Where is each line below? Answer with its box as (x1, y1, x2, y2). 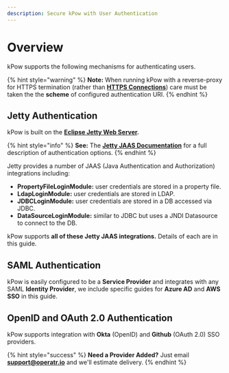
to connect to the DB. (16, 219, 77, 227)
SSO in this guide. (7, 292, 58, 300)
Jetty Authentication (7, 110, 98, 121)
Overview (7, 39, 64, 55)
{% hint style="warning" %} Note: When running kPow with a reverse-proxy (7, 75, 223, 84)
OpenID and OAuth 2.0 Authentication (7, 312, 173, 324)
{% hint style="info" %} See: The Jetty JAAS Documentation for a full (7, 141, 207, 149)
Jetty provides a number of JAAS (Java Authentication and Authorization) (7, 162, 215, 170)
